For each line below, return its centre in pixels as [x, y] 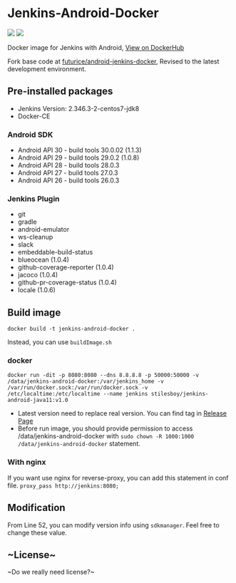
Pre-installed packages [60, 92]
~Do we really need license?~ [51, 572]
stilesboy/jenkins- [180, 394]
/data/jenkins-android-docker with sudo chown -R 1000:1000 [106, 436]
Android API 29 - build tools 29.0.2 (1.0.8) [78, 158]
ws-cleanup [35, 237]
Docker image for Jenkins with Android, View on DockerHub [96, 47]
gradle [27, 222]
